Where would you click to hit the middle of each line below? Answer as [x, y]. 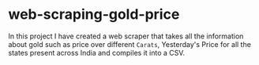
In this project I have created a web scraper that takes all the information [126, 36]
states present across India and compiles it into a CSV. [97, 52]
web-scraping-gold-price [94, 14]
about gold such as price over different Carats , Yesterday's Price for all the [129, 44]
